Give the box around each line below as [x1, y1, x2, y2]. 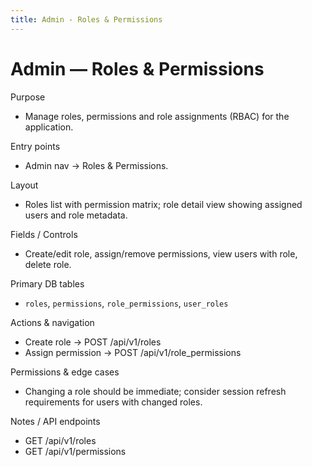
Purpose [10, 91, 46, 103]
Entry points [10, 140, 61, 152]
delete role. [24, 258, 72, 270]
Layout [10, 179, 39, 191]
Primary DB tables [10, 277, 85, 290]
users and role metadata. [24, 209, 128, 221]
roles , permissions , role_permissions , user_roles [24, 297, 229, 309]
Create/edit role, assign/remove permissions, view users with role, [24, 247, 298, 260]
